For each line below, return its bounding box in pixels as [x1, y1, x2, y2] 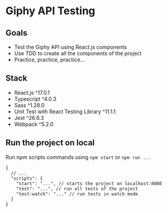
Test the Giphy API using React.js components [14, 43, 127, 50]
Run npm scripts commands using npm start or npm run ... [5, 153, 151, 161]
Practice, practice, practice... [14, 56, 85, 63]
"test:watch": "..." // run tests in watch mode [16, 191, 138, 197]
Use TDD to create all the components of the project [14, 50, 142, 57]
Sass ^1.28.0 [14, 101, 45, 109]
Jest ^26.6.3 [14, 114, 44, 121]
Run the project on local [5, 138, 95, 148]
